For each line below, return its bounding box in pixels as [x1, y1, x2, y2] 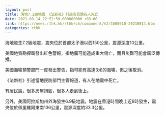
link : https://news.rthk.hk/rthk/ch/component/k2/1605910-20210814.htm [5, 21, 155, 26]
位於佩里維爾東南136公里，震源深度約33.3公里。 [9, 105, 108, 111]
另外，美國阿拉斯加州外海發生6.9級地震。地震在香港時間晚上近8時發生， [5, 98, 152, 104]
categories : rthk [5, 26, 41, 31]
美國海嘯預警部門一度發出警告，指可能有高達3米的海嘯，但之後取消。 [5, 67, 146, 73]
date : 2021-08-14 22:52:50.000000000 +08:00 [5, 16, 98, 21]
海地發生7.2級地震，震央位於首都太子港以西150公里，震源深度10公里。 [5, 40, 147, 46]
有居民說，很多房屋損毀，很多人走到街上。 [5, 88, 91, 94]
